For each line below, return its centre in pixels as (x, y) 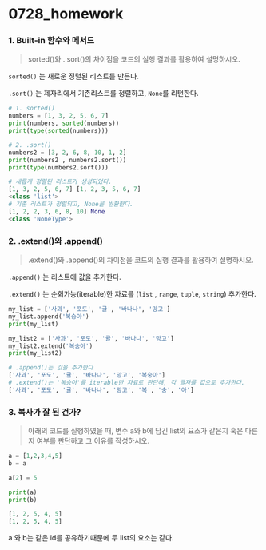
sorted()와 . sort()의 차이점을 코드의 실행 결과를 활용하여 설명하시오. (134, 59)
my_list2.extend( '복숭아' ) (51, 346)
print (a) (23, 492)
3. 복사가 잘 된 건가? (45, 412)
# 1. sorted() (32, 109)
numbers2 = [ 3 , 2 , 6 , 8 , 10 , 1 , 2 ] (67, 153)
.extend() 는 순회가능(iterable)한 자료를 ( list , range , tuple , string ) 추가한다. (133, 294)
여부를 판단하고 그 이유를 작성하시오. (93, 441)
